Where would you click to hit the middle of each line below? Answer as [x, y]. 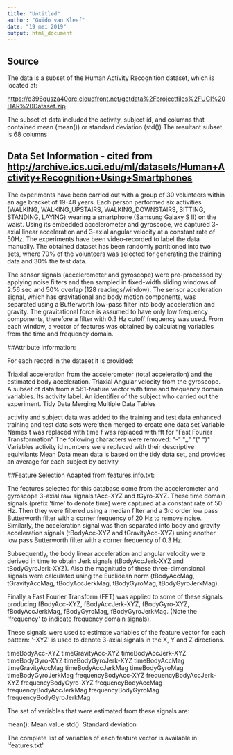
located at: [23, 86]
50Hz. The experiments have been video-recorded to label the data [103, 239]
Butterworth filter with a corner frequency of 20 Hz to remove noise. [105, 518]
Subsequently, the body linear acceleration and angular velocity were [106, 553]
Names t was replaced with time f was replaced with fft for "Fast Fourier [110, 432]
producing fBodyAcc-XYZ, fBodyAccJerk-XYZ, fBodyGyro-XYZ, [98, 604]
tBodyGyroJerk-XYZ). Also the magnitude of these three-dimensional [106, 568]
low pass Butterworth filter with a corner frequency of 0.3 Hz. [95, 540]
